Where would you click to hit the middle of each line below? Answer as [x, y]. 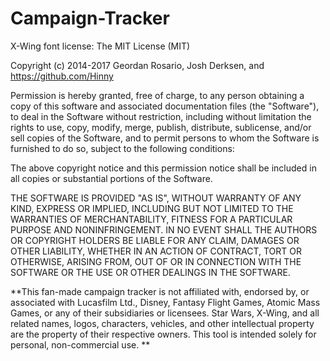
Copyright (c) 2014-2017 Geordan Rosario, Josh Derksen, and [137, 65]
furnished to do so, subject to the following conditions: [122, 148]
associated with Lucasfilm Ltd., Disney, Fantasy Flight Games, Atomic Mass [165, 302]
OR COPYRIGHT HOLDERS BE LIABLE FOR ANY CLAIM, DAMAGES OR [155, 240]
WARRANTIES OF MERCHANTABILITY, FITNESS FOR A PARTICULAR [151, 219]
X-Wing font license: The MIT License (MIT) [100, 46]
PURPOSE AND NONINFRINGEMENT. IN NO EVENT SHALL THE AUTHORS [164, 229]
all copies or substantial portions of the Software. [111, 178]
